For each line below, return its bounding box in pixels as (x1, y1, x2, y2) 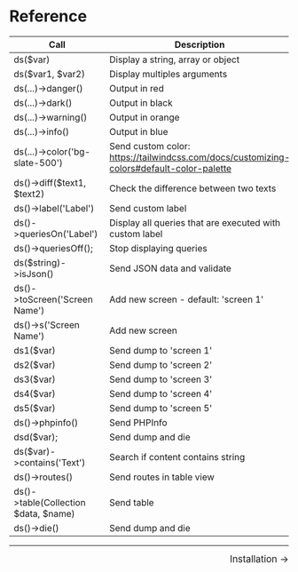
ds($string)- (13, 256, 67, 268)
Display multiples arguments (109, 68, 228, 80)
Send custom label (109, 202, 187, 214)
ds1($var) (13, 344, 56, 356)
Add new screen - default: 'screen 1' (109, 293, 264, 306)
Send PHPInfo (109, 416, 168, 428)
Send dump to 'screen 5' (109, 401, 213, 414)
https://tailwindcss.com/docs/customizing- (109, 151, 291, 163)
